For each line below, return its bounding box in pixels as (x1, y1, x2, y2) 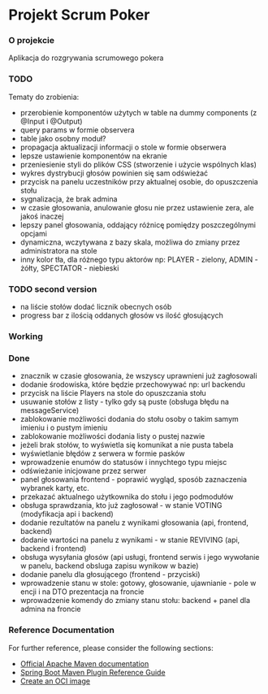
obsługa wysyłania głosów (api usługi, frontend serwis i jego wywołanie (19, 553, 260, 562)
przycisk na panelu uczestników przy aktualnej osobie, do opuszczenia (19, 176, 258, 186)
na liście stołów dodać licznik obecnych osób (19, 302, 172, 312)
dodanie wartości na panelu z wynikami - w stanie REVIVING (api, (19, 535, 240, 545)
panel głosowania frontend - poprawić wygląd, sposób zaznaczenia (19, 475, 248, 484)
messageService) (19, 406, 80, 415)
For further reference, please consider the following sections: (8, 643, 214, 653)
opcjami (19, 228, 47, 238)
